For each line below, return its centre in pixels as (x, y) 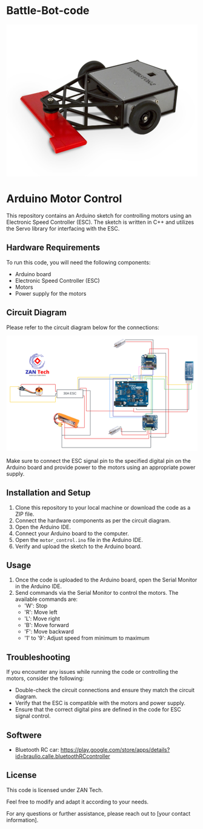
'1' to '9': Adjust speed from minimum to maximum (87, 638)
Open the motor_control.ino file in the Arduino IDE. (79, 539)
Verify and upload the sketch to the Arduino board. (78, 546)
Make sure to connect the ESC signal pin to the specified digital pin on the (98, 460)
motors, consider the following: (45, 678)
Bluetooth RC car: (37, 750)
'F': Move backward (49, 632)
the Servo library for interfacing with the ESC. (63, 229)
